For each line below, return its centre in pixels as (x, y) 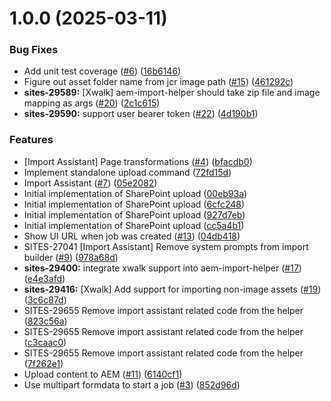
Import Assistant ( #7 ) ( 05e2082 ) (90, 183)
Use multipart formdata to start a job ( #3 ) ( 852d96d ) (132, 384)
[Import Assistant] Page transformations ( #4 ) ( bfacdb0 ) (138, 161)
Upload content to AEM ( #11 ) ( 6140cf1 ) (103, 374)
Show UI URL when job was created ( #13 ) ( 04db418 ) (132, 236)
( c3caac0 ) (45, 342)
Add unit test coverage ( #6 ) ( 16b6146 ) (102, 71)
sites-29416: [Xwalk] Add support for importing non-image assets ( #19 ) (172, 289)
